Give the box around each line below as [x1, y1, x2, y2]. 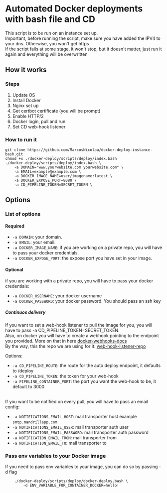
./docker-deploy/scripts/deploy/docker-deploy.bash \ [14, 479, 128, 484]
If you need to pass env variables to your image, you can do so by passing [5, 464, 158, 470]
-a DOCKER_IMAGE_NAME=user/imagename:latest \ [14, 173, 113, 178]
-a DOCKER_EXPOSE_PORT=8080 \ [14, 178, 77, 183]
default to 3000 [12, 383, 45, 389]
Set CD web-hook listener [12, 123, 66, 129]
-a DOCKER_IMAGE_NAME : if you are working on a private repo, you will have [12, 245, 163, 250]
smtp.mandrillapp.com [12, 419, 57, 425]
